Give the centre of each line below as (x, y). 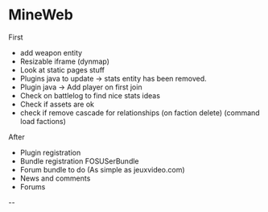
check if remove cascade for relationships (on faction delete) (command (140, 112)
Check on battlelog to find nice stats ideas (90, 95)
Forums (33, 186)
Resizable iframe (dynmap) (65, 61)
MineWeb (41, 15)
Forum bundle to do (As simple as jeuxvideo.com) (102, 169)
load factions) (43, 121)
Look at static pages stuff (62, 69)
